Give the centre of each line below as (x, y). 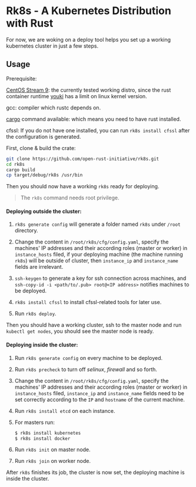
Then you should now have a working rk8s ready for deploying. (83, 186)
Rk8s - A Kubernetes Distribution (89, 11)
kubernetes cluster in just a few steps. (52, 46)
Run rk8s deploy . (36, 313)
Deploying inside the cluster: (42, 345)
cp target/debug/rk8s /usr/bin (44, 175)
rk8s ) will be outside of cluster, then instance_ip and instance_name (96, 261)
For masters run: (34, 422)
